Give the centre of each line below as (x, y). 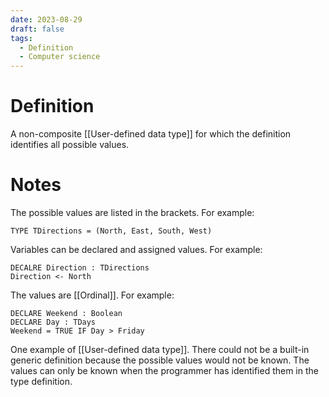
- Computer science (60, 57)
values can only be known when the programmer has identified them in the (164, 370)
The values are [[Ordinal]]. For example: (92, 295)
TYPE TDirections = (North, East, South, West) (111, 231)
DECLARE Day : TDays (53, 322)
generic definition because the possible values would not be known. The (160, 360)
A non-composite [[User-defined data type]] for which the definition (151, 134)
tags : (21, 38)
